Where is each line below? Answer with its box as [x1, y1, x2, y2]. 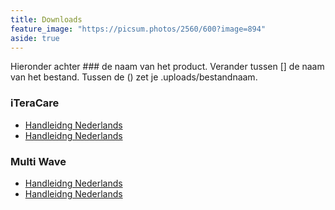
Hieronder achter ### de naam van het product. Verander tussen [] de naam [10, 61, 325, 73]
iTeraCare [10, 96, 60, 110]
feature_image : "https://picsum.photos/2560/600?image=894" [10, 24, 267, 34]
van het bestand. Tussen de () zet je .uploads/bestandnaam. [10, 71, 258, 83]
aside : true [10, 33, 60, 43]
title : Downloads [10, 14, 83, 25]
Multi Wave [10, 154, 67, 168]
